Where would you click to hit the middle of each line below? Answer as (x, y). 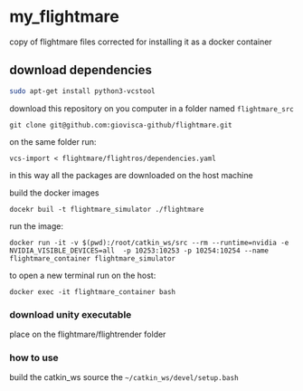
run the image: (37, 226)
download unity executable (71, 314)
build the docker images (54, 193)
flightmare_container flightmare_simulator (93, 258)
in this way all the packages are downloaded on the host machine (131, 175)
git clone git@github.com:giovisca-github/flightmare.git (121, 125)
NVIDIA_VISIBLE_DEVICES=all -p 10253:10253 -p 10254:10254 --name (139, 251)
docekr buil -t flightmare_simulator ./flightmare (107, 209)
